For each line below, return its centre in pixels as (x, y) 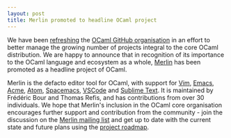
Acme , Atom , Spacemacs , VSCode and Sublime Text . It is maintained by (110, 90)
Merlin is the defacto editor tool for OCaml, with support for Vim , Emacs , (111, 83)
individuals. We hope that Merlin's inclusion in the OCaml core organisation (115, 105)
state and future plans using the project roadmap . (78, 127)
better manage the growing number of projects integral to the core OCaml (113, 47)
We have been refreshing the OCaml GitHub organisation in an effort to (109, 40)
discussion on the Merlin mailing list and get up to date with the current (109, 119)
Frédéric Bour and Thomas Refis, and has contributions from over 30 (106, 97)
